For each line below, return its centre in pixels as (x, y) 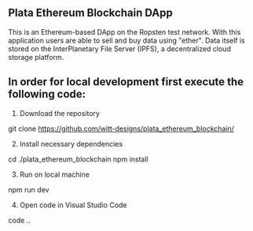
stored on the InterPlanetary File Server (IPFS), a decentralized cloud (120, 48)
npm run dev (29, 189)
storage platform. (36, 57)
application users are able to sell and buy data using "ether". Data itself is (126, 40)
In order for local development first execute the (126, 82)
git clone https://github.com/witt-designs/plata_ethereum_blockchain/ (121, 129)
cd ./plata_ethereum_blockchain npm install (78, 159)
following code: (47, 94)
